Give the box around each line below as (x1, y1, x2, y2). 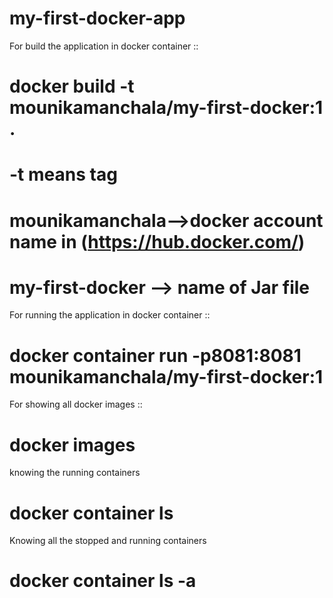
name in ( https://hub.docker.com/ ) (9, 230, 306, 253)
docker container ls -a (9, 570, 197, 592)
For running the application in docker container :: (9, 309, 211, 321)
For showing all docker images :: (9, 398, 143, 411)
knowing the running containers (9, 467, 141, 479)
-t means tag (9, 163, 118, 186)
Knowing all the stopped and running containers (9, 535, 207, 547)
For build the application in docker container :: (9, 40, 199, 52)
